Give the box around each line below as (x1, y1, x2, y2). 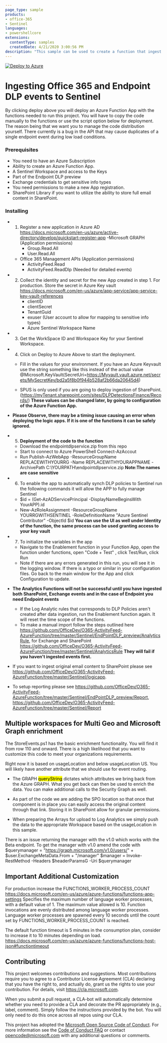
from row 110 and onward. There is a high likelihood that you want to (5, 745, 146, 752)
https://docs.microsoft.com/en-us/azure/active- (19, 229, 119, 235)
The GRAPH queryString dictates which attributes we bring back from (12, 775, 156, 782)
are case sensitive (19, 470, 59, 476)
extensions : (5, 35, 30, 40)
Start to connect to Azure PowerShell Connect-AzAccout (19, 449, 137, 455)
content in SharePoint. (12, 195, 58, 201)
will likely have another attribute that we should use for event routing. (5, 766, 147, 772)
